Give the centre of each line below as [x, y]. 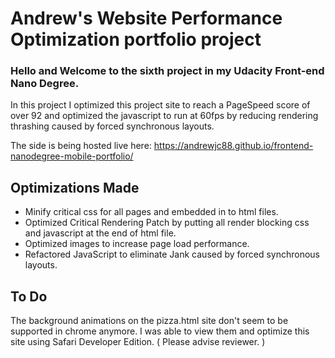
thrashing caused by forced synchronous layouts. [112, 126]
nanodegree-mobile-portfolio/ [72, 156]
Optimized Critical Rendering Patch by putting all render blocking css [167, 223]
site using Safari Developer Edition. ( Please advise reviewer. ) [138, 342]
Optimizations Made [75, 187]
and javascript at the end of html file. [100, 233]
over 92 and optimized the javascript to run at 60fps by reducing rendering [164, 116]
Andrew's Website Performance [146, 18]
